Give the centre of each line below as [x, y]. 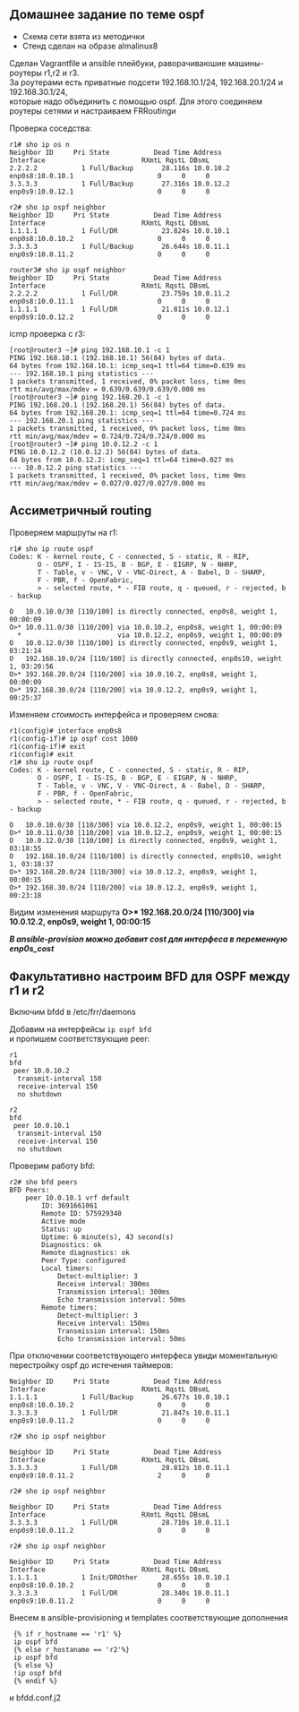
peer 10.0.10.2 [41, 1071]
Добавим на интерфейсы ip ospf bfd [81, 1029]
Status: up [62, 1230]
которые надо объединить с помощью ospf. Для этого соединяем [136, 101]
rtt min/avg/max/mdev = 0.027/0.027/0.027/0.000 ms [107, 483]
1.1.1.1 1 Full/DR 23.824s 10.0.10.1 [120, 231]
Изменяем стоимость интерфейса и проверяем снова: [114, 714]
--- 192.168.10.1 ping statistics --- [81, 374]
